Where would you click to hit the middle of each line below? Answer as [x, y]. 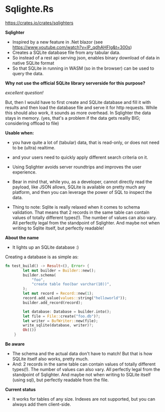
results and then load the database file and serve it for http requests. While [81, 107]
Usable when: [20, 133]
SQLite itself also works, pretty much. [50, 359]
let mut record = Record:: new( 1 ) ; [58, 294]
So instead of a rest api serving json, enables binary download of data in [86, 57]
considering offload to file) [32, 123]
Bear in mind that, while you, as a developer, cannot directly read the [82, 182]
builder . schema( [40, 275]
